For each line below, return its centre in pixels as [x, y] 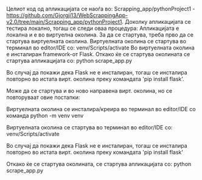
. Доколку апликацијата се [156, 22]
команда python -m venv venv [45, 116]
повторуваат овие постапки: [43, 97]
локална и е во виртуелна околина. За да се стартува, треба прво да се [100, 35]
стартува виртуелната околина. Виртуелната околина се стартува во [96, 41]
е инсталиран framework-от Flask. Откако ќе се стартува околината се [98, 54]
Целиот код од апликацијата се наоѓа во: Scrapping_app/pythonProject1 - [101, 9]
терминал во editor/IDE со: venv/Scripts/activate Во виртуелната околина [100, 48]
